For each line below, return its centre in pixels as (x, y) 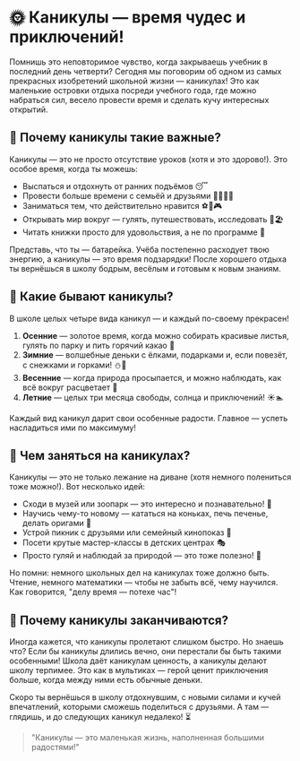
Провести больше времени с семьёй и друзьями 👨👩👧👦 (128, 195)
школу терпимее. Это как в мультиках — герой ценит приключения (139, 670)
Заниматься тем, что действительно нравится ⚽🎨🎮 (122, 205)
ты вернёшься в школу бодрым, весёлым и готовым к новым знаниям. (146, 268)
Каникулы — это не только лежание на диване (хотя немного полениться (150, 477)
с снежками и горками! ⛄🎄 (74, 365)
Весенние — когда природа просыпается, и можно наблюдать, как (152, 377)
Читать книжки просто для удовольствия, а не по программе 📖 (144, 232)
